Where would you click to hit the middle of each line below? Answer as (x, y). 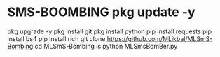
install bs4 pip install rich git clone (56, 38)
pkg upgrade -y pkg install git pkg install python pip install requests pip (110, 31)
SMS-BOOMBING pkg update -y (101, 12)
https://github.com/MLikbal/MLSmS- (160, 38)
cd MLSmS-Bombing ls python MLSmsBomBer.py (106, 46)
